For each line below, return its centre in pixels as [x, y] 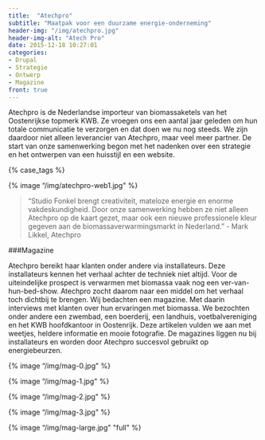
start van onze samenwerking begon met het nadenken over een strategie [129, 146]
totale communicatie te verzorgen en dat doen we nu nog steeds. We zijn [128, 129]
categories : [28, 53]
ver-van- [235, 283]
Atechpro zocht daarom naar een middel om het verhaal [152, 291]
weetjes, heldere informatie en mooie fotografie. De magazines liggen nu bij [132, 334]
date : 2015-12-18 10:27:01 [53, 45]
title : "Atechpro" [41, 16]
